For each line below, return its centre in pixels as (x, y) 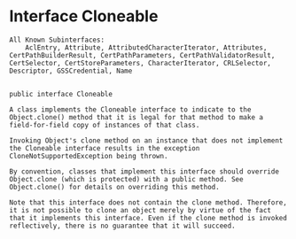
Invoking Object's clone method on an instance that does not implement (146, 140)
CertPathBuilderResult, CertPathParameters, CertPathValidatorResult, (142, 55)
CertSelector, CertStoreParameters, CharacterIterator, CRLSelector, (140, 63)
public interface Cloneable (61, 94)
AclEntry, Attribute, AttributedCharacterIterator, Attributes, (146, 47)
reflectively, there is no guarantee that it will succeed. (123, 226)
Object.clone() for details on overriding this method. (114, 187)
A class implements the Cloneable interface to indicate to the (130, 109)
